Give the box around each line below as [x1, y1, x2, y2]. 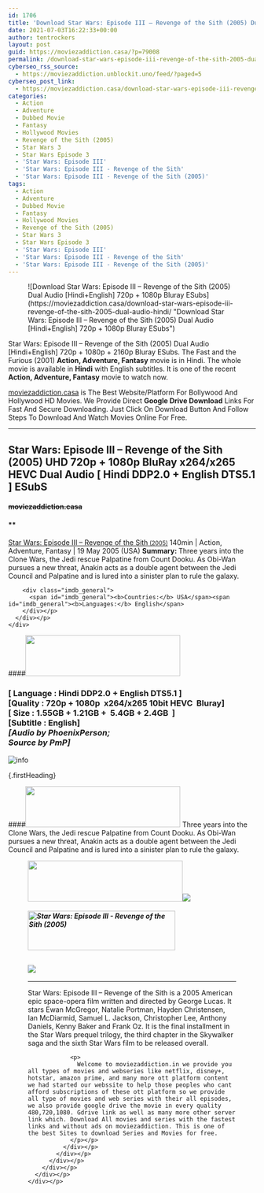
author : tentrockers [8, 33, 76, 42]
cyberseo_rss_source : [8, 63, 79, 71]
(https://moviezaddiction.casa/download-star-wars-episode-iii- [27, 298, 233, 308]
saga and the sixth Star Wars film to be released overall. [27, 1039, 209, 1048]
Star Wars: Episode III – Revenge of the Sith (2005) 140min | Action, [8, 537, 222, 547]
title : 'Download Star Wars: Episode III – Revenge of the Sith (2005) [8, 19, 247, 27]
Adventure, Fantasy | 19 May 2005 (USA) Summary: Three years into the [8, 546, 244, 555]
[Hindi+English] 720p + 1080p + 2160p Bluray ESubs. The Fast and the [8, 347, 237, 357]
